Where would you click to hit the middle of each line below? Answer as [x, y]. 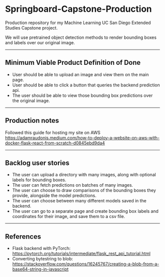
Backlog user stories [37, 163]
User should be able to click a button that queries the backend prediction [86, 85]
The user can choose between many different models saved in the [79, 201]
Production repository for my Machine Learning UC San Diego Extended [78, 23]
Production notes [32, 121]
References [23, 236]
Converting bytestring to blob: [42, 259]
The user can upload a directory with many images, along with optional [84, 175]
